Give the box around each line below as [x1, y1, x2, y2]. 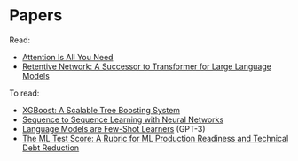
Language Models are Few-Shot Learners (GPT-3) [21, 123, 206, 134]
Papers [9, 5, 63, 26]
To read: [9, 88, 40, 98]
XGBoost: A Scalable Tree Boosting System [21, 104, 180, 115]
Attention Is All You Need [21, 51, 114, 62]
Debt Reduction [21, 142, 80, 153]
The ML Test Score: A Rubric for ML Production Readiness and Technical [21, 133, 289, 143]
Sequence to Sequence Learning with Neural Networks [21, 114, 224, 125]
